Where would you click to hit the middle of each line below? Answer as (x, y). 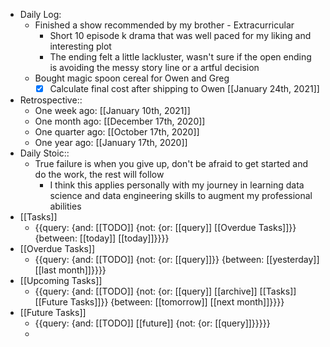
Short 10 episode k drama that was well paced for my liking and (180, 35)
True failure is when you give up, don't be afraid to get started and (171, 164)
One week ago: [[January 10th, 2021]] (112, 111)
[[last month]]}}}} (70, 270)
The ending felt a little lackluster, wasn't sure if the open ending (180, 57)
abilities (65, 206)
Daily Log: (40, 14)
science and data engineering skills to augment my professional (181, 196)
